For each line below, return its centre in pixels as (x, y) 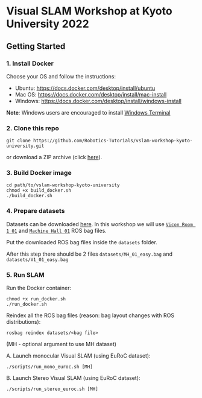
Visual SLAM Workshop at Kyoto (90, 11)
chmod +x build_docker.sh (39, 191)
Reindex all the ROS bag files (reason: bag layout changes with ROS (90, 315)
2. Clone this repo (33, 128)
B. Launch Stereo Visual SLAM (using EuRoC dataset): (73, 378)
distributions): (24, 322)
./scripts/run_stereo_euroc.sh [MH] (52, 389)
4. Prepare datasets (36, 211)
